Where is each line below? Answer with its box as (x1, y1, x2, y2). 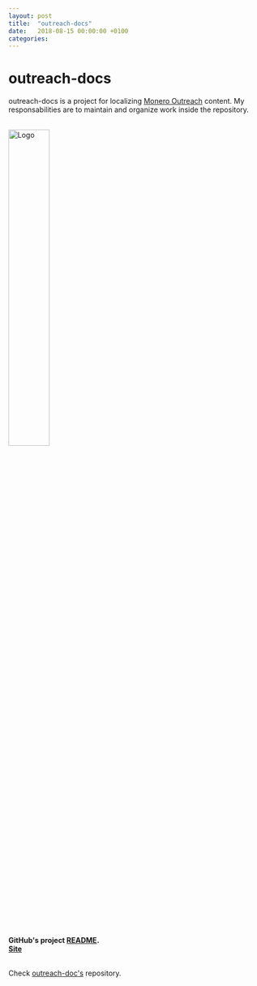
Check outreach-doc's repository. (8, 968, 122, 978)
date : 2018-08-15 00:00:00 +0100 (8, 27, 129, 35)
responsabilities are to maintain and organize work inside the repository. (8, 105, 250, 114)
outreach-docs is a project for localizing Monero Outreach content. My (8, 96, 245, 106)
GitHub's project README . (8, 936, 100, 945)
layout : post (8, 11, 53, 20)
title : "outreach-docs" (8, 19, 92, 28)
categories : (8, 34, 49, 43)
